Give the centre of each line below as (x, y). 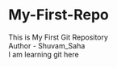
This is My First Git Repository (58, 37)
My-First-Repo (58, 15)
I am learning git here (44, 54)
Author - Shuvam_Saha (47, 45)
